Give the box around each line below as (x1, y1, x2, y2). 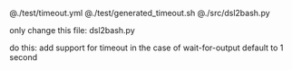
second (9, 52, 38, 62)
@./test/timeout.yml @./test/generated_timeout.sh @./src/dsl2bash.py (9, 8, 270, 18)
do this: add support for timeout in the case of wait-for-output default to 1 (9, 42, 284, 53)
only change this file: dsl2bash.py (9, 25, 136, 35)
